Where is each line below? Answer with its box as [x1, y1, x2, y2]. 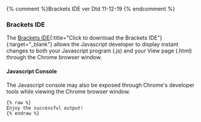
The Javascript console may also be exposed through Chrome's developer [6, 81, 195, 88]
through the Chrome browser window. [6, 54, 102, 61]
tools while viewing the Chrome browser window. [6, 88, 131, 95]
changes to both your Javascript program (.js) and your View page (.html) [6, 47, 192, 54]
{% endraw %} [6, 110, 40, 117]
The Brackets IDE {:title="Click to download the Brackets [6, 34, 148, 41]
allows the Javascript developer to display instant [53, 41, 179, 48]
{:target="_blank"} [6, 41, 53, 48]
